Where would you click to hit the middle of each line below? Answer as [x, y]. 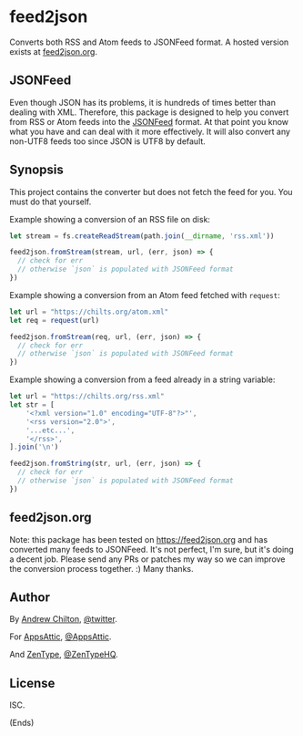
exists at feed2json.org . [54, 51]
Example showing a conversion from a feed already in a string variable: [142, 379]
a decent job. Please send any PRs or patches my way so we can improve [147, 559]
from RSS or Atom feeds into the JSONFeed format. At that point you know [149, 121]
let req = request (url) [55, 320]
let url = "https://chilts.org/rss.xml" [87, 397]
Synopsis [36, 170]
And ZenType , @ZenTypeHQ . [64, 655]
